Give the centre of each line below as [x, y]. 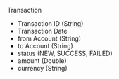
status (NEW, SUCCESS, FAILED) [65, 53]
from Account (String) [49, 38]
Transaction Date [42, 31]
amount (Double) [42, 61]
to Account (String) [45, 46]
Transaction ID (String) [50, 23]
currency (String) [42, 68]
